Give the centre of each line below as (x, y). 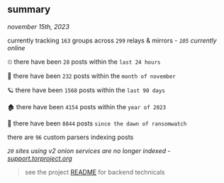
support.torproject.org (40, 158)
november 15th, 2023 (38, 26)
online (16, 48)
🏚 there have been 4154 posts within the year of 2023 (87, 106)
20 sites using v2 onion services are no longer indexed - (89, 150)
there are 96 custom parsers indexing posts (71, 137)
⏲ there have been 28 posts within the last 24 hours (84, 62)
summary (29, 10)
